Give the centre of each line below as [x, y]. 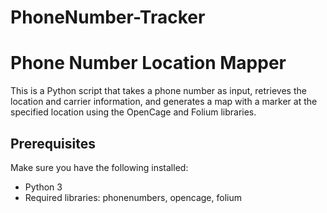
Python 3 [43, 187]
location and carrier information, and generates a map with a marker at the [164, 102]
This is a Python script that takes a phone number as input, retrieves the [158, 91]
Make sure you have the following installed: [99, 167]
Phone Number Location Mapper [148, 63]
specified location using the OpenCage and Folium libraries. [133, 112]
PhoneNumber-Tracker [108, 17]
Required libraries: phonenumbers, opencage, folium [133, 197]
